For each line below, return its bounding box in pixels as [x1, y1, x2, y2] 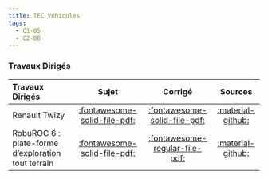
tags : [8, 19, 26, 27]
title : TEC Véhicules [8, 11, 81, 20]
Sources [219, 86, 253, 97]
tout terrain [12, 157, 54, 169]
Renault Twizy [12, 109, 65, 121]
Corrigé [163, 86, 193, 97]
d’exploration [12, 147, 61, 158]
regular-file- [153, 142, 203, 153]
